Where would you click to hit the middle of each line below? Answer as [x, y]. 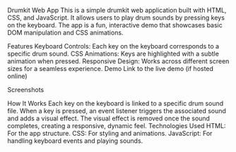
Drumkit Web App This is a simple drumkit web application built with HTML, [117, 10]
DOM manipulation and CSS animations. [65, 32]
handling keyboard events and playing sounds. [75, 141]
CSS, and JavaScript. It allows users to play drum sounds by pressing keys [116, 18]
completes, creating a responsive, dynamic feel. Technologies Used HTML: [117, 126]
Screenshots [26, 90]
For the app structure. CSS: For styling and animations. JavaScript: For [110, 133]
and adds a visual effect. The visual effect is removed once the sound [109, 118]
